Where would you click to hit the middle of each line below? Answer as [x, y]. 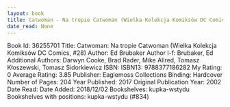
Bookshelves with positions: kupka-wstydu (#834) [78, 97]
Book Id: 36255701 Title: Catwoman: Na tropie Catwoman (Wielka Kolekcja [112, 46]
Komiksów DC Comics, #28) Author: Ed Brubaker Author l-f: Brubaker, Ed [110, 53]
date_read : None [30, 26]
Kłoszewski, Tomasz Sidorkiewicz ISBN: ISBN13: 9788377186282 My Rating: [115, 68]
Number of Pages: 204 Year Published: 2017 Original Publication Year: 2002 [114, 82]
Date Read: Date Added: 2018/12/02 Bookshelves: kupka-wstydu [99, 89]
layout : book [26, 13]
